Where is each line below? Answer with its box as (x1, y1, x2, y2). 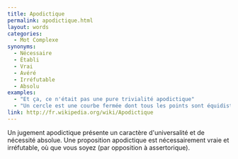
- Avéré (13, 69, 37, 76)
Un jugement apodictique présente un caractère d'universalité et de (7, 128, 205, 136)
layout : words (7, 23, 50, 30)
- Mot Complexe (13, 37, 59, 44)
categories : (7, 30, 42, 37)
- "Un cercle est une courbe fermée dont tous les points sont (13, 102, 204, 110)
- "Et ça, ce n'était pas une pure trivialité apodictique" (13, 96, 195, 103)
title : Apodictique (7, 10, 65, 18)
